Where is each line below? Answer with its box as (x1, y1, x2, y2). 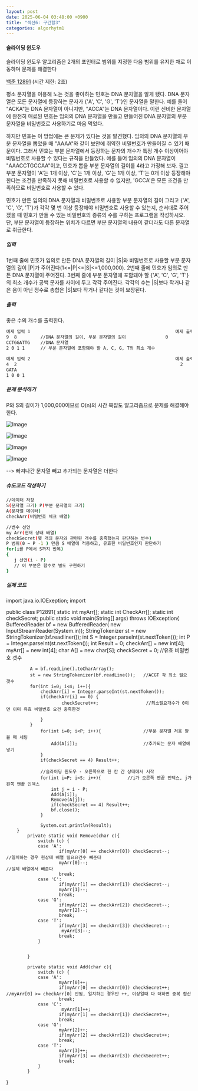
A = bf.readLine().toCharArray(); (29, 666, 115, 672)
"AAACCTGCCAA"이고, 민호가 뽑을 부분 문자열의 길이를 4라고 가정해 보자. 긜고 (6, 162, 189, 169)
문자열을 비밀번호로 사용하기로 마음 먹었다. (6, 120, 104, 127)
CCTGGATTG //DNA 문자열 (6, 340, 69, 346)
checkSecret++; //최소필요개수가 (61, 700, 180, 706)
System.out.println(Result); (40, 822, 112, 829)
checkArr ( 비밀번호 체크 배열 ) (6, 514, 71, 520)
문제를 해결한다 (21, 65, 57, 73)
